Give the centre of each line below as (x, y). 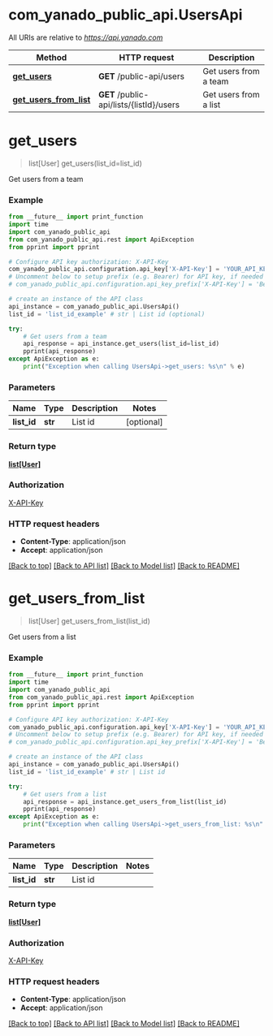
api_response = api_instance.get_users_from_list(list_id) (125, 801)
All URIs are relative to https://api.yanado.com (86, 37)
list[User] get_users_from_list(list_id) (89, 621)
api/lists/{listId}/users (139, 105)
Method (52, 57)
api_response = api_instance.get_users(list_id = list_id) (121, 344)
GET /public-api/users (142, 76)
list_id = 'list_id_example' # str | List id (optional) (107, 314)
